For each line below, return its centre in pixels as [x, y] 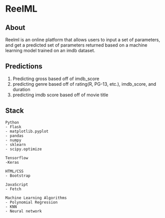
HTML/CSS [14, 171]
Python [12, 122]
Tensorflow [17, 158]
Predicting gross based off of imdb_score [56, 79]
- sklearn [16, 144]
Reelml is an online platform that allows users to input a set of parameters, [83, 40]
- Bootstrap [18, 175]
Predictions [24, 66]
